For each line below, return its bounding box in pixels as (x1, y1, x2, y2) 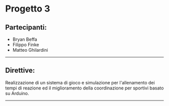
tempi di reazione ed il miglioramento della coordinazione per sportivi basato (5, 85, 164, 91)
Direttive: (5, 66, 35, 75)
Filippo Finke (12, 42, 39, 48)
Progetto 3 (5, 3, 50, 15)
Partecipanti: (5, 23, 47, 32)
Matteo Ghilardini (12, 47, 48, 53)
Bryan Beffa (12, 36, 38, 42)
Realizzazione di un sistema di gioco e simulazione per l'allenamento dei (5, 79, 155, 85)
